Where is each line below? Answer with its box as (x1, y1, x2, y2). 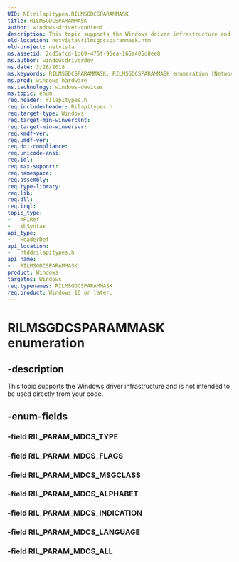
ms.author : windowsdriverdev (7, 57, 94, 64)
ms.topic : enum (7, 90, 53, 97)
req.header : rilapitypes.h (7, 97, 87, 104)
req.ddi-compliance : (7, 143, 69, 150)
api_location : (7, 242, 50, 250)
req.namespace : (7, 169, 53, 177)
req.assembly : (7, 176, 50, 183)
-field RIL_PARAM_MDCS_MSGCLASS (7, 470, 141, 480)
